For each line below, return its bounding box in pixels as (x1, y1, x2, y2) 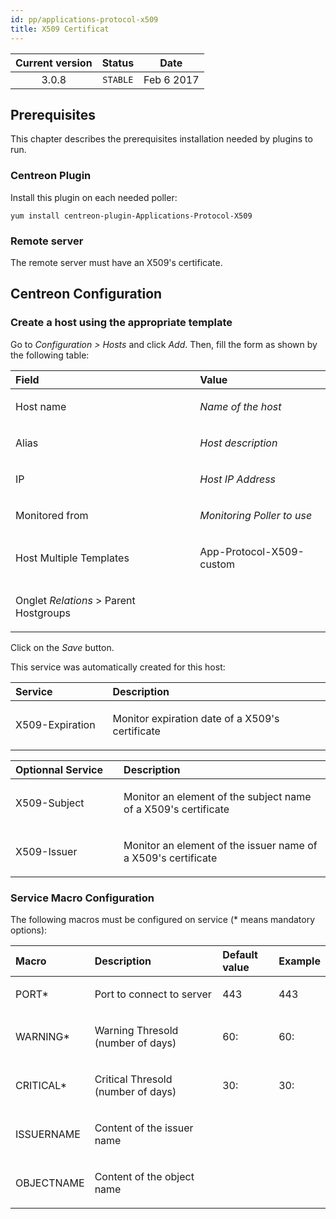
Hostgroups (15, 606, 71, 620)
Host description (199, 436, 278, 450)
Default (222, 947, 258, 961)
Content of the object (94, 1169, 195, 1183)
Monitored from (15, 508, 89, 522)
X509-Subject (15, 796, 85, 810)
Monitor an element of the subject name (123, 789, 312, 803)
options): (10, 924, 48, 936)
